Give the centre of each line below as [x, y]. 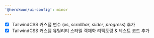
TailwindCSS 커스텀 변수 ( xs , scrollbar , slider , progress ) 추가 [73, 24]
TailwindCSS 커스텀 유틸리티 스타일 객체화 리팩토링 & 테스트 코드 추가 [81, 31]
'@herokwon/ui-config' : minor [36, 10]
